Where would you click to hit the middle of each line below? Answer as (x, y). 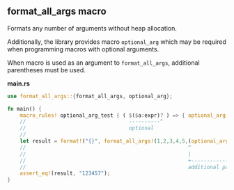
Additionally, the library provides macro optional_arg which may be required (117, 42)
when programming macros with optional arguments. (83, 49)
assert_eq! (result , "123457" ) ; (65, 173)
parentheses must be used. (46, 70)
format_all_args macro (57, 11)
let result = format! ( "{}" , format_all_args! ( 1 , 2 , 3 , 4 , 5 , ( (106, 141)
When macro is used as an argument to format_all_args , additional (103, 63)
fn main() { (24, 109)
